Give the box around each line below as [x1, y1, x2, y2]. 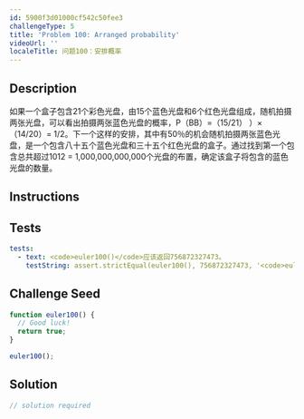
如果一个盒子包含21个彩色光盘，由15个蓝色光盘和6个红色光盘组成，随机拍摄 [9, 105, 292, 116]
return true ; [17, 327, 67, 336]
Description [9, 81, 77, 96]
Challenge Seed [9, 287, 101, 302]
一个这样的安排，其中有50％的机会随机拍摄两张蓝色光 [80, 128, 280, 139]
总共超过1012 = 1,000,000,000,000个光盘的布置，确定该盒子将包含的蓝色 [16, 151, 290, 161]
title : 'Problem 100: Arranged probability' [9, 30, 180, 39]
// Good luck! [17, 318, 71, 327]
